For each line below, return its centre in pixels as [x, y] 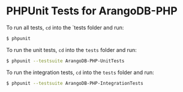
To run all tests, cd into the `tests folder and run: [65, 27]
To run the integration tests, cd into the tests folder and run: [80, 72]
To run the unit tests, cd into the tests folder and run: [71, 50]
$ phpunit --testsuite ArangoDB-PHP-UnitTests [65, 61]
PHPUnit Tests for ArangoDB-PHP [92, 11]
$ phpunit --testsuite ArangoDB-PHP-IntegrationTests [75, 83]
